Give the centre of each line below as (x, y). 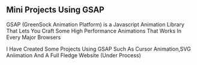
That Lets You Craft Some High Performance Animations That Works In (94, 31)
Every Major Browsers (34, 37)
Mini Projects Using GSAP (55, 10)
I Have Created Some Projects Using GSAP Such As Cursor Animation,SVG (98, 49)
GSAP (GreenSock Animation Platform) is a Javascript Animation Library (95, 24)
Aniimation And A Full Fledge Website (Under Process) (74, 55)
